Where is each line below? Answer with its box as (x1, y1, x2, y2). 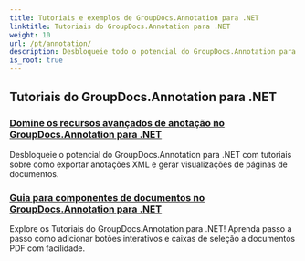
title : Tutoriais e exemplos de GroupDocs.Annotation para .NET (9, 13, 259, 23)
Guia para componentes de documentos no (9, 191, 205, 204)
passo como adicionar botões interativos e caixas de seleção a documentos (9, 233, 295, 244)
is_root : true (9, 56, 64, 65)
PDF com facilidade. (9, 243, 86, 254)
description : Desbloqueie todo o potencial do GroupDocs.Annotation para (9, 47, 297, 57)
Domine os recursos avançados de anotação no (9, 117, 226, 130)
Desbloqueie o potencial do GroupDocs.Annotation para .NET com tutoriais (9, 149, 292, 160)
